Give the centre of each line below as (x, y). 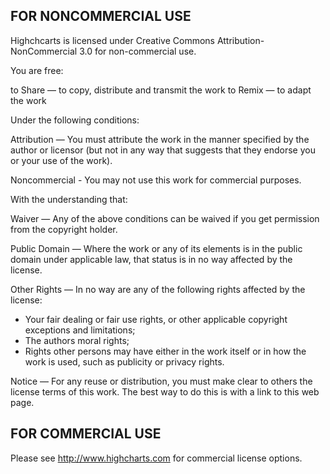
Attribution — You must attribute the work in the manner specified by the (160, 139)
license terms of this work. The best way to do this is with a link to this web (165, 391)
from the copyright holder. (64, 229)
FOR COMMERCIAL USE (86, 434)
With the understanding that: (69, 199)
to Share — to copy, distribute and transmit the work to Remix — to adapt (161, 90)
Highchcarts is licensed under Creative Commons (112, 40)
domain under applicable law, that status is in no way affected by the (151, 259)
